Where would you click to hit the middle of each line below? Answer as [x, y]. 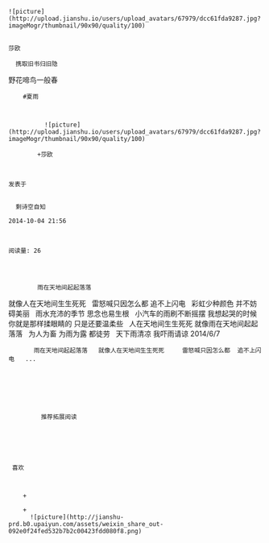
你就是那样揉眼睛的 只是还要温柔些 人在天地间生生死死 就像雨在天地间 [126, 323]
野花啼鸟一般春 [33, 80]
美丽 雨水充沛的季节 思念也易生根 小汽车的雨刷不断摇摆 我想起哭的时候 [136, 313]
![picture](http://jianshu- [77, 517]
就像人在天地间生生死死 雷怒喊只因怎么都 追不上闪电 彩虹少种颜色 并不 [129, 303]
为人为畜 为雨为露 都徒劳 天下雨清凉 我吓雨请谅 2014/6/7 [124, 334]
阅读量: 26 [25, 251]
